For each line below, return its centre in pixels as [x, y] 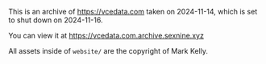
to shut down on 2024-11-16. [56, 20]
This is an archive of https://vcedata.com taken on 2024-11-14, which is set [133, 12]
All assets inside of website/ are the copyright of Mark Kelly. [108, 51]
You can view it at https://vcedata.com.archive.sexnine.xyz [106, 36]
